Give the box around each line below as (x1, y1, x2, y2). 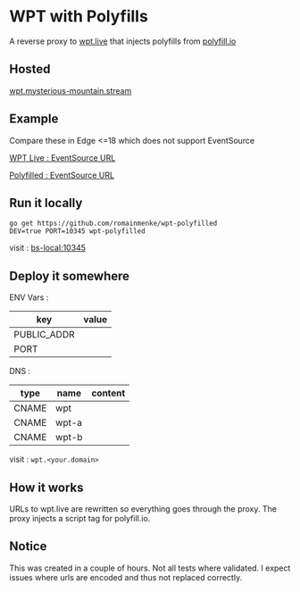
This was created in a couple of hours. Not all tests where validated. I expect (9, 563, 291, 573)
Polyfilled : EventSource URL (9, 170, 114, 180)
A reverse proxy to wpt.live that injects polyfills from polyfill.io (9, 36, 237, 46)
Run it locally (9, 195, 83, 211)
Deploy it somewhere (9, 268, 130, 283)
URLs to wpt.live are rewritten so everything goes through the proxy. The (9, 504, 277, 514)
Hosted (9, 62, 51, 77)
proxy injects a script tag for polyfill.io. (9, 513, 151, 523)
